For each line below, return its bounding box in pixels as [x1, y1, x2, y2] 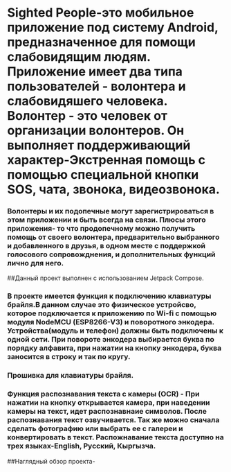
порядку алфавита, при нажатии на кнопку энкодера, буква [7, 343, 222, 353]
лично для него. [7, 259, 64, 268]
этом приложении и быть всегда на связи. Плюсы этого [7, 215, 206, 225]
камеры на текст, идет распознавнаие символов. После [7, 407, 207, 417]
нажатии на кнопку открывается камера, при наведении [7, 398, 210, 408]
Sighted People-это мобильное [7, 5, 194, 21]
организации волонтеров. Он [7, 123, 185, 139]
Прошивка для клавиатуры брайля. [7, 371, 133, 381]
